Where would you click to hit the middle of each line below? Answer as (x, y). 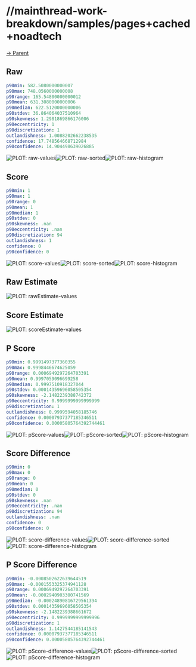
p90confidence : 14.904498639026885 (50, 147)
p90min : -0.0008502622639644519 (46, 579)
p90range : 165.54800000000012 (44, 97)
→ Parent (18, 53)
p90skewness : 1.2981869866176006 (48, 119)
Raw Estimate (32, 282)
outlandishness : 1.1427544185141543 (52, 629)
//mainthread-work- (57, 11)
